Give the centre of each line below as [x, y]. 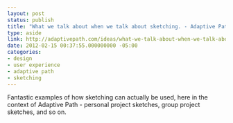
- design [20, 59]
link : [15, 39]
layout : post [26, 13]
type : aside [24, 33]
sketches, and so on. [37, 112]
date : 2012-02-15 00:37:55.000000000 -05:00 [72, 46]
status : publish [31, 20]
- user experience [34, 65]
